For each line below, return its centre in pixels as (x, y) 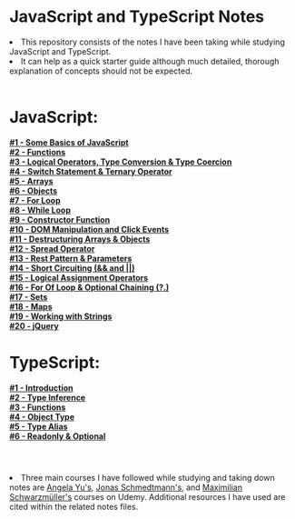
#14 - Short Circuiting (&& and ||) (72, 268)
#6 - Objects (34, 190)
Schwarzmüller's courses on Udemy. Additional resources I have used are (147, 497)
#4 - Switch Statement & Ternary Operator (91, 171)
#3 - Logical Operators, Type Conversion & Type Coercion (121, 162)
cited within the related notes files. (74, 507)
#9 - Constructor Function (60, 219)
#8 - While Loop (40, 210)
